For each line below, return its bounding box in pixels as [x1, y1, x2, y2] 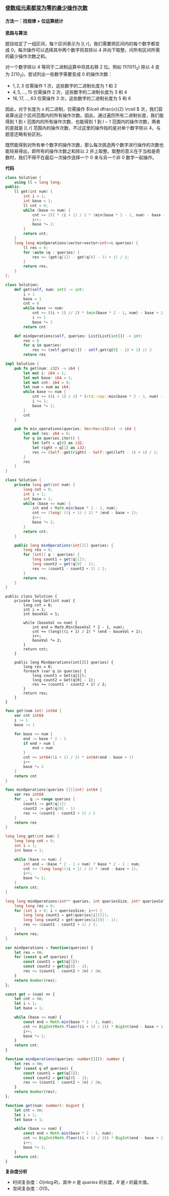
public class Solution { [5, 594, 57, 599]
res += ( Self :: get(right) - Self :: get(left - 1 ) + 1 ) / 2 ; [32, 450, 159, 455]
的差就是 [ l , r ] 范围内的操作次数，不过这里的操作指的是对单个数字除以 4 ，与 [5, 125, 161, 131]
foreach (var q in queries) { [23, 669, 87, 674]
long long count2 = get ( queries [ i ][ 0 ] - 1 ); [23, 917, 118, 922]
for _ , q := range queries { [14, 797, 75, 802]
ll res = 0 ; [23, 245, 49, 250]
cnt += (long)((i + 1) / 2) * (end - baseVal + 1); [32, 629, 143, 634]
